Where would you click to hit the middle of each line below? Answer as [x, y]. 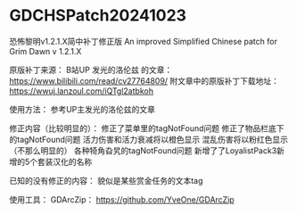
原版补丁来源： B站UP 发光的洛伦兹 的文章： [91, 70]
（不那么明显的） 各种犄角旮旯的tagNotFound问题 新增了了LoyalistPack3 [143, 150]
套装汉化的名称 [65, 161]
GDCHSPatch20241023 [98, 16]
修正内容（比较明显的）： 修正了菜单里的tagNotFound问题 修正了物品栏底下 [147, 128]
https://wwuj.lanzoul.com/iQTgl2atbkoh [82, 91]
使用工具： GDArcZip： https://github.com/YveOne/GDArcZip [122, 199]
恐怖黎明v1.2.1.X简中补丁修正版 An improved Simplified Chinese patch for [144, 41]
